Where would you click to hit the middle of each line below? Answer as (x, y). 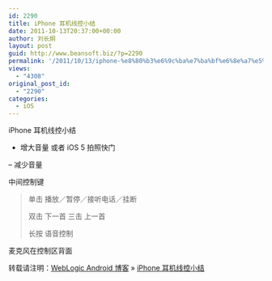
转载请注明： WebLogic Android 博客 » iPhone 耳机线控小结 (106, 268)
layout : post (30, 46)
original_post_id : (39, 83)
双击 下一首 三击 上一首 (67, 216)
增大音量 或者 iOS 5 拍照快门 (68, 147)
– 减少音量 (25, 165)
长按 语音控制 (51, 234)
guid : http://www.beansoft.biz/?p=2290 (76, 53)
